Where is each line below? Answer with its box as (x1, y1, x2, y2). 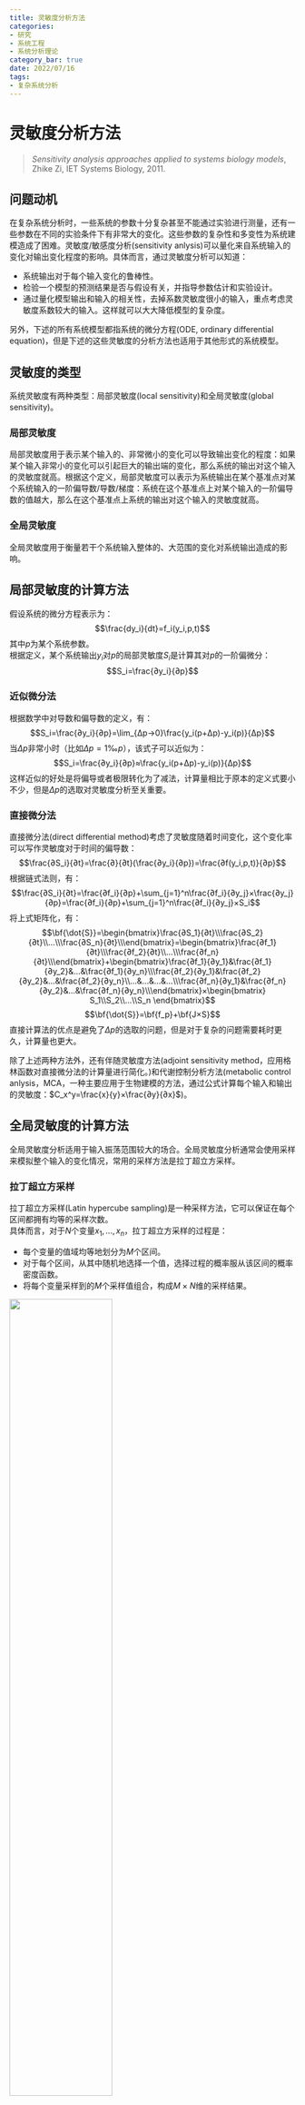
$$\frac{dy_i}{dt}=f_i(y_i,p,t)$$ (94, 623, 211, 634)
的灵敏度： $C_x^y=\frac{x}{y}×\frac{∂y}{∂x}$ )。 (9, 1089, 192, 1100)
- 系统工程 (9, 38, 45, 48)
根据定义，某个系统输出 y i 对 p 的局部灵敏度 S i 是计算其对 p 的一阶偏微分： (9, 649, 271, 663)
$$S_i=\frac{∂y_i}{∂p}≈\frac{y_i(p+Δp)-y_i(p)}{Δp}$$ (53, 757, 252, 768)
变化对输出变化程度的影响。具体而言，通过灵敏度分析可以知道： (9, 252, 248, 262)
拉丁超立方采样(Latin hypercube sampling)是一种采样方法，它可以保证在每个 (9, 1202, 295, 1213)
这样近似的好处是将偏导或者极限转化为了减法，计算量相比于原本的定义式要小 (9, 773, 296, 784)
